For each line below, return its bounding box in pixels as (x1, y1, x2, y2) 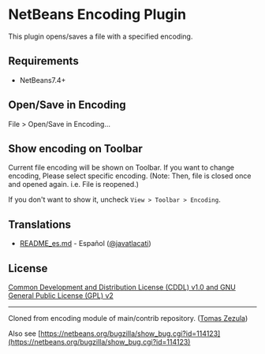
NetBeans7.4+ (19, 75, 66, 84)
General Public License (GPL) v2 (8, 291, 114, 300)
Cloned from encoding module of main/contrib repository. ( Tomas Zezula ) (8, 314, 248, 322)
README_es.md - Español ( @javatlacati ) (19, 239, 151, 248)
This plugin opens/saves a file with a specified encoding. (8, 32, 193, 41)
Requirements (8, 54, 79, 68)
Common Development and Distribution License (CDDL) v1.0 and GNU (8, 282, 237, 292)
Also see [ (8, 329, 41, 338)
